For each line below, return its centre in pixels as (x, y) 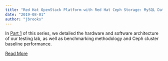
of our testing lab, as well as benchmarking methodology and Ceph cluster (82, 38)
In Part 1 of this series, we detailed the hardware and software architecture (82, 33)
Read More (16, 53)
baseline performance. (28, 44)
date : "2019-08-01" (25, 14)
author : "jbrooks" (24, 19)
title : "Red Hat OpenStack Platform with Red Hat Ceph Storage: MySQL (80, 10)
